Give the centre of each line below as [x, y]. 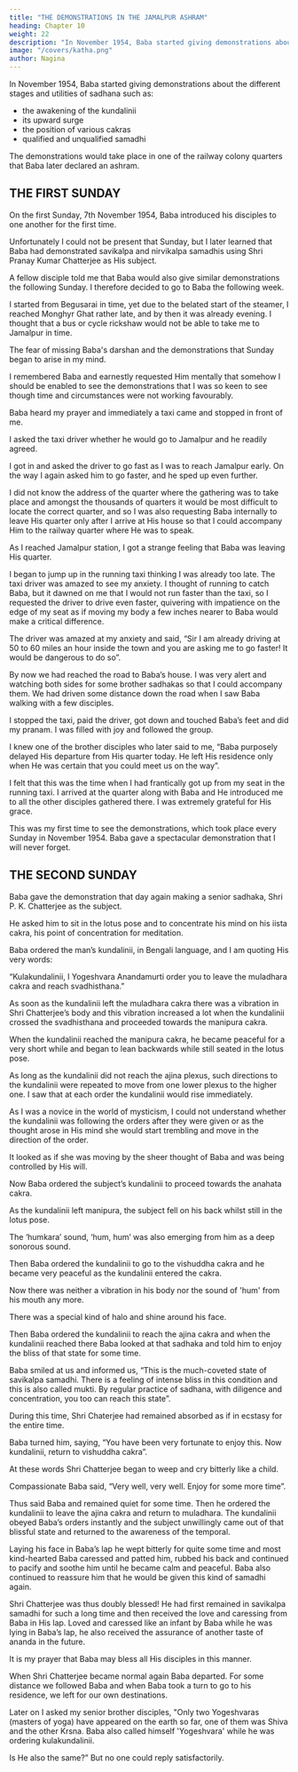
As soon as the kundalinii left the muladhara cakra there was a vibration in [144, 1003]
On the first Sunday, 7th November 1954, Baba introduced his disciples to [143, 215]
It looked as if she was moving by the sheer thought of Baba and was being [147, 1156]
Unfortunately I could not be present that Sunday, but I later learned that [141, 242]
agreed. [24, 449]
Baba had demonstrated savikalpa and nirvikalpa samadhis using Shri [136, 250]
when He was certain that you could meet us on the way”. [114, 766]
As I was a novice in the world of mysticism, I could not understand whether [148, 1111]
